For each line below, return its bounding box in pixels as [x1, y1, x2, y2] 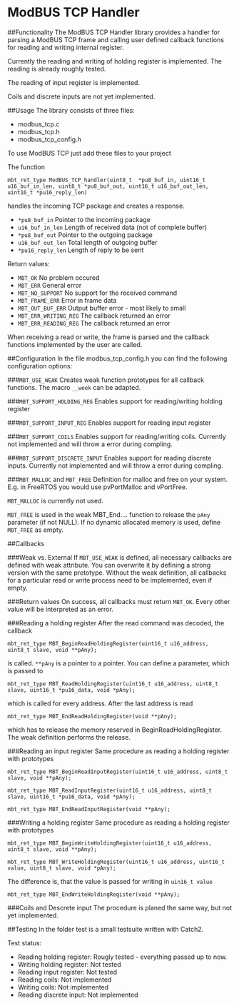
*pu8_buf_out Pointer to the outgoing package [17, 230, 153, 239]
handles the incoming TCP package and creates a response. [7, 201, 185, 210]
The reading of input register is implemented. [7, 78, 141, 86]
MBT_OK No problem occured [17, 273, 100, 282]
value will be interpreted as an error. [7, 605, 114, 613]
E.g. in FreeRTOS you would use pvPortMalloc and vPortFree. [7, 483, 188, 491]
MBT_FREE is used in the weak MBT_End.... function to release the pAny [7, 510, 210, 518]
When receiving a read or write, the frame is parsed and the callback [7, 333, 210, 341]
